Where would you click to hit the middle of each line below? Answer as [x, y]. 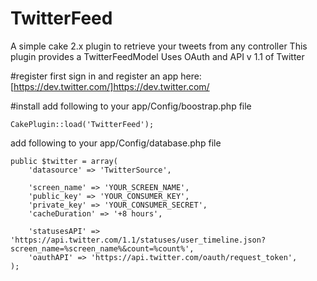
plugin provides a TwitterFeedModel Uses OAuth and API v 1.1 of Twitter [157, 56]
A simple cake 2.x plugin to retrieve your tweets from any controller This [159, 46]
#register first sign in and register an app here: [106, 76]
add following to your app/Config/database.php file [116, 143]
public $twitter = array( [64, 161]
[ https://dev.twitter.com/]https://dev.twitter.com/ [110, 86]
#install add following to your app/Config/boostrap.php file [131, 106]
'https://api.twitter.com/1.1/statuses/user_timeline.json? [138, 240]
